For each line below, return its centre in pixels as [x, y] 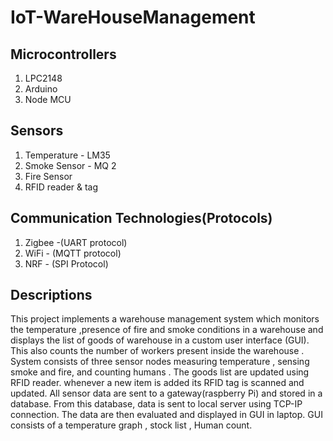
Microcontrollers [63, 54]
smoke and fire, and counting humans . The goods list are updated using [160, 372]
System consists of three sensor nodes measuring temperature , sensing [160, 362]
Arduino [41, 89]
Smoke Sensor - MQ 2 [70, 165]
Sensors [37, 131]
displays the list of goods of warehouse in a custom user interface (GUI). [160, 340]
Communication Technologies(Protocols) [141, 218]
